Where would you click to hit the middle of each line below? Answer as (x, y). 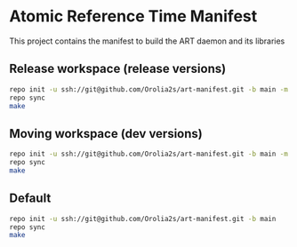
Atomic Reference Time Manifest (133, 16)
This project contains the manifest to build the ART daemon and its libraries (147, 41)
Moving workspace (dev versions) (106, 134)
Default (30, 199)
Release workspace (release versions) (118, 69)
